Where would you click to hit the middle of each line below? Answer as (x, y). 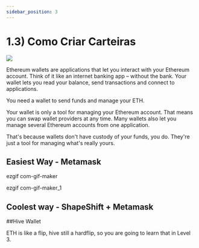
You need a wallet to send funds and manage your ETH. (75, 101)
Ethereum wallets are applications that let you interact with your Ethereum (98, 69)
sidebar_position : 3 (32, 12)
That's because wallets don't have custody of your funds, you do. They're (98, 137)
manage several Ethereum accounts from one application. (78, 125)
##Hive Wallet (24, 222)
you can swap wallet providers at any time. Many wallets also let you (91, 119)
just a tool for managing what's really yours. (61, 143)
